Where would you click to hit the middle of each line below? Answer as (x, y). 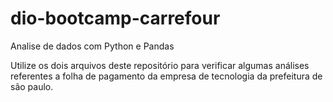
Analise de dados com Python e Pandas (92, 46)
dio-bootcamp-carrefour (115, 18)
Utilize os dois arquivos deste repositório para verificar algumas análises (160, 65)
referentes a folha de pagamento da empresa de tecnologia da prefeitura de (166, 76)
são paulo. (32, 86)
